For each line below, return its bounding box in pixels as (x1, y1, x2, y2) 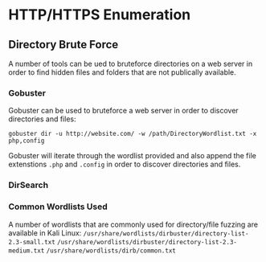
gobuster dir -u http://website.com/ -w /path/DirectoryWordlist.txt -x (8, 130, 257, 138)
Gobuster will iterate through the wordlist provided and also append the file (8, 151, 257, 161)
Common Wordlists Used (8, 201, 108, 212)
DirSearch (8, 179, 49, 190)
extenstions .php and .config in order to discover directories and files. (8, 159, 241, 170)
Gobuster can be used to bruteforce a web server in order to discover (8, 106, 239, 116)
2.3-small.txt (8, 238, 56, 246)
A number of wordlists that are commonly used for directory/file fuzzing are (8, 219, 259, 229)
